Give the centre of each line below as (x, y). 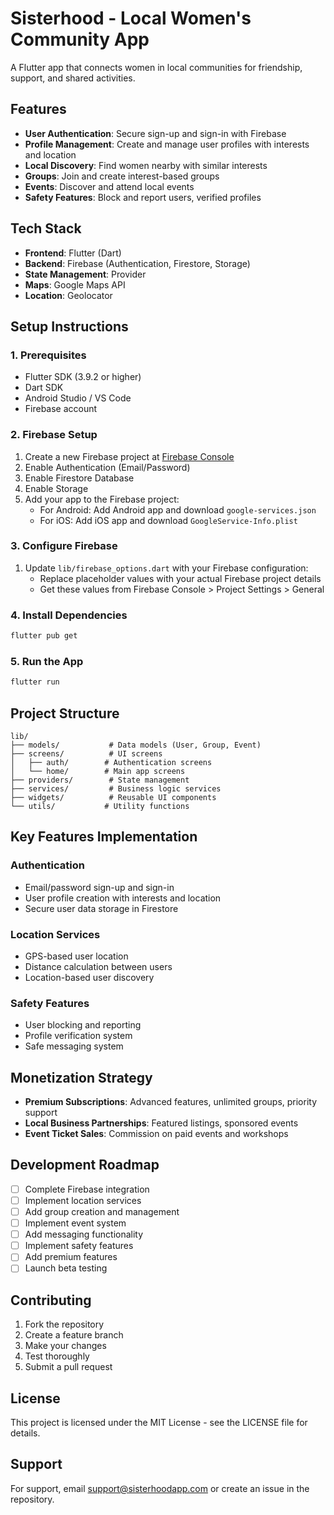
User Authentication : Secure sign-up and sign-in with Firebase (155, 133)
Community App (80, 39)
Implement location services (83, 1200)
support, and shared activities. (73, 78)
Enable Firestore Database (79, 478)
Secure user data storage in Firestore (101, 908)
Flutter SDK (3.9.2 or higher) (83, 377)
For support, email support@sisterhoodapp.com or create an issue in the (160, 1488)
